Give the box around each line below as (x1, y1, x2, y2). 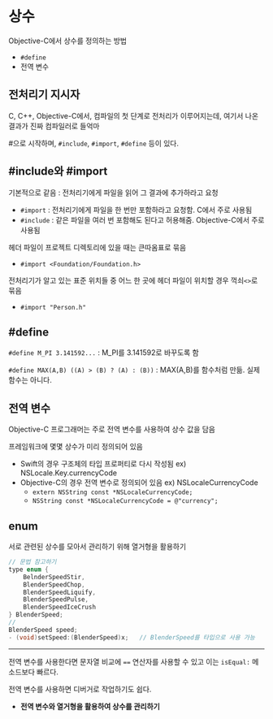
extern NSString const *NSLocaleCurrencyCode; (32, 488, 193, 496)
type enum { (8, 565, 49, 574)
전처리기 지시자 (8, 88, 80, 102)
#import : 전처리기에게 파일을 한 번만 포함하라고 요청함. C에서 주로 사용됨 (19, 205, 253, 214)
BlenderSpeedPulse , (23, 596, 89, 604)
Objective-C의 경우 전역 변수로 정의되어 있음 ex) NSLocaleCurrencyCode (19, 478, 258, 487)
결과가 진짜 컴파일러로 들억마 (8, 121, 100, 131)
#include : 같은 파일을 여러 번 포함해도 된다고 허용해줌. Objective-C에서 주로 (19, 214, 265, 224)
